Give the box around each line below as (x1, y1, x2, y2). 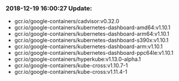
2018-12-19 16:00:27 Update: (5, 4, 92, 13)
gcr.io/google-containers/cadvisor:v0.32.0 (14, 18, 119, 25)
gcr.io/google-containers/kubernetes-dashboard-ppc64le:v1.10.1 (14, 49, 174, 57)
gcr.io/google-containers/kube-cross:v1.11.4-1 (14, 68, 128, 76)
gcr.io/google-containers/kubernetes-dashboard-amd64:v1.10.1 (14, 24, 171, 31)
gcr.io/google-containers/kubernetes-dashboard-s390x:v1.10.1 (14, 37, 169, 44)
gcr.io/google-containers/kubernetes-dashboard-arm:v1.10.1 (14, 43, 163, 50)
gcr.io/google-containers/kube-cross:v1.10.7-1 (14, 62, 128, 69)
